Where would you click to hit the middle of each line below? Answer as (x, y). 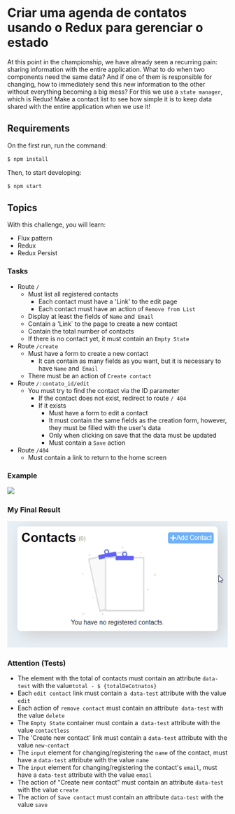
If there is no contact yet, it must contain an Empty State (108, 338)
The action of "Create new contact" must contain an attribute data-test (120, 783)
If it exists (52, 405)
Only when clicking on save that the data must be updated (133, 435)
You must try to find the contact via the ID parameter (104, 390)
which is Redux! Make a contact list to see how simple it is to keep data (109, 99)
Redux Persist (37, 253)
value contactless (43, 730)
